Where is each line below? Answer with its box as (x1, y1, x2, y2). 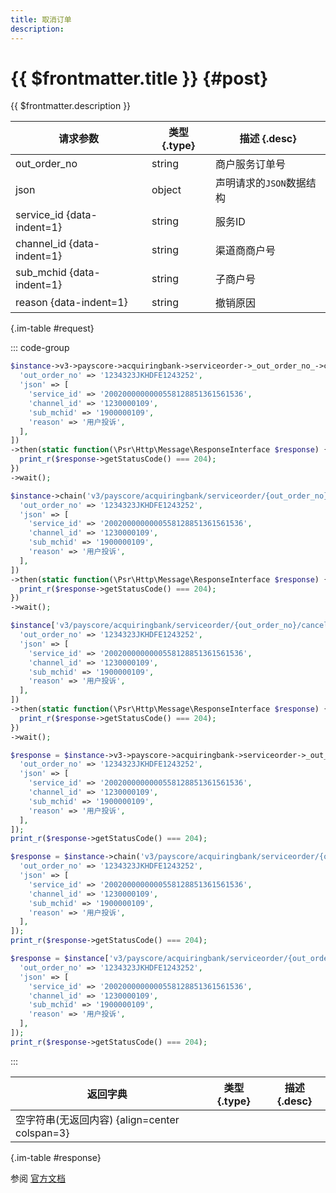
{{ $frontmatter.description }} (10, 100, 132, 112)
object (151, 183, 182, 197)
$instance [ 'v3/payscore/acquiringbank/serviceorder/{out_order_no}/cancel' (10, 621, 333, 631)
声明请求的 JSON (214, 176, 287, 190)
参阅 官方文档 (10, 1172, 66, 1184)
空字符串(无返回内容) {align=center (15, 1112, 180, 1126)
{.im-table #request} (10, 322, 95, 335)
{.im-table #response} (10, 1151, 102, 1163)
